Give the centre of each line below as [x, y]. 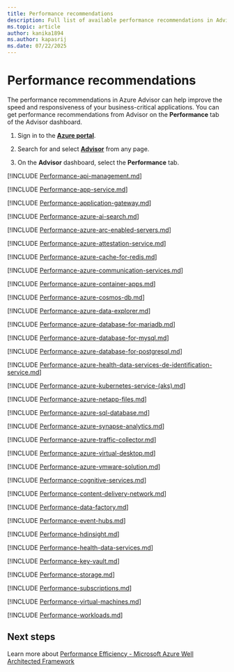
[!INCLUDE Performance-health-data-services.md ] [80, 547]
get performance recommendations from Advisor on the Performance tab [113, 114]
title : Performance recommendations [60, 14]
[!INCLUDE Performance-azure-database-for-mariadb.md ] [91, 324]
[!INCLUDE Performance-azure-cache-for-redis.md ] [82, 257]
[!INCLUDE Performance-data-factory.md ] [68, 507]
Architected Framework [41, 661]
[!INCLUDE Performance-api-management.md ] [75, 175]
